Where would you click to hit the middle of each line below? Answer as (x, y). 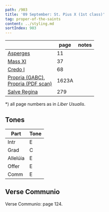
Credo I (16, 70)
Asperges (19, 54)
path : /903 (16, 10)
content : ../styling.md (30, 24)
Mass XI (17, 62)
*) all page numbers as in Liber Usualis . (45, 104)
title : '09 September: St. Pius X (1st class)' (55, 14)
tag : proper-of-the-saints (33, 19)
